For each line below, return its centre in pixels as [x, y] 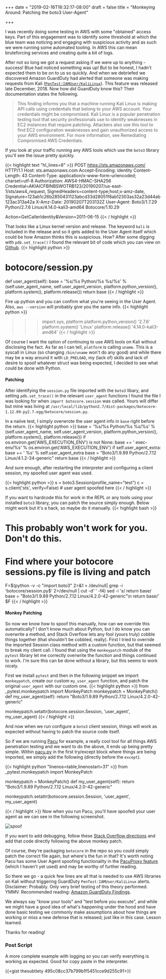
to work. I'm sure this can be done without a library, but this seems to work [81, 661]
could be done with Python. [33, 368]
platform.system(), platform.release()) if [45, 437]
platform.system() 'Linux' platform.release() [86, 326]
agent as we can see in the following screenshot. [55, 817]
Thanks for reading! [25, 932]
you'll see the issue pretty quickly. [40, 155]
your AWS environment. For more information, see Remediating [82, 135]
